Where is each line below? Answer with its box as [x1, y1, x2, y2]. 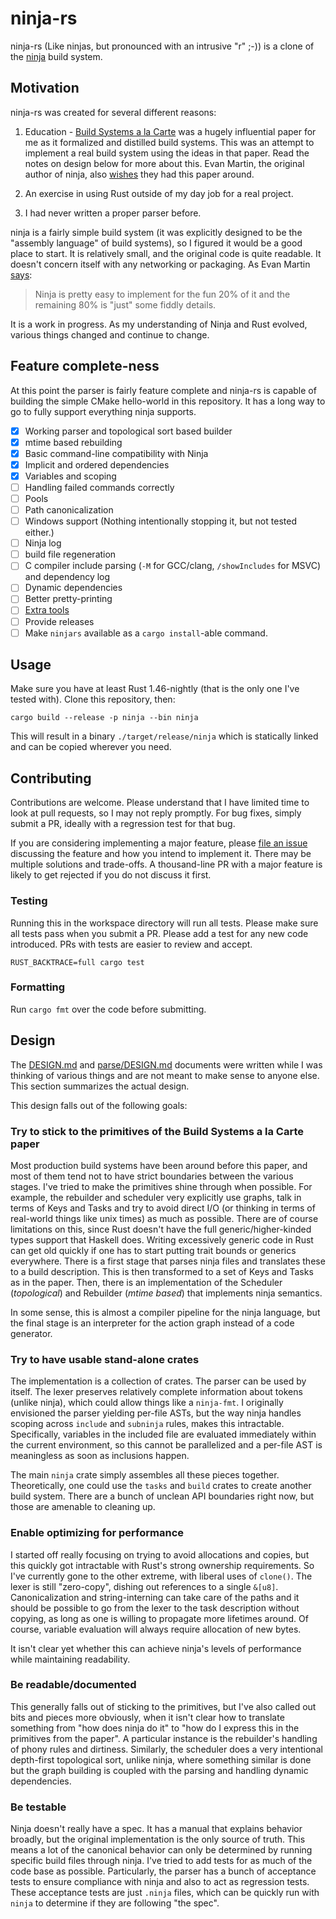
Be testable [10, 1800, 67, 1814]
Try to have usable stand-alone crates [10, 1352, 200, 1366]
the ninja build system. [10, 50, 103, 62]
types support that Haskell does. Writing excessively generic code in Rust [10, 1233, 314, 1246]
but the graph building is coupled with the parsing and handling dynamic [10, 1764, 309, 1776]
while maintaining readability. [10, 1653, 131, 1665]
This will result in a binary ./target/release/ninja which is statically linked [10, 730, 319, 742]
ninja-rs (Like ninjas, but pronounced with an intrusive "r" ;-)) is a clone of [10, 40, 315, 52]
